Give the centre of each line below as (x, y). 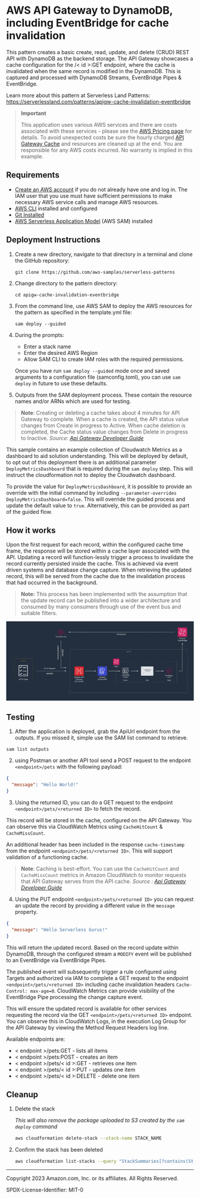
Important (33, 113)
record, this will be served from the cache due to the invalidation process (96, 576)
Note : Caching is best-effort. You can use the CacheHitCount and (100, 868)
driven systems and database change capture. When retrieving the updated (99, 570)
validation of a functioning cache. (47, 857)
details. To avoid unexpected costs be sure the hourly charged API (102, 137)
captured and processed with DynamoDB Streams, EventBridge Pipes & (94, 77)
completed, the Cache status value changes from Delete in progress (104, 432)
